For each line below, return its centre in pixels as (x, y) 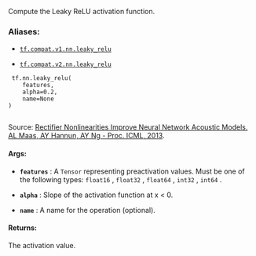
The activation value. (42, 245)
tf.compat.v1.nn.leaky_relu (65, 49)
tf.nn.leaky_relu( (42, 79)
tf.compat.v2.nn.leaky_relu (65, 65)
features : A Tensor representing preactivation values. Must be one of (132, 171)
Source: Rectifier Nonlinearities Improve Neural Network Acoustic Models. (128, 127)
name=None (38, 99)
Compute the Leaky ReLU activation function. (82, 11)
